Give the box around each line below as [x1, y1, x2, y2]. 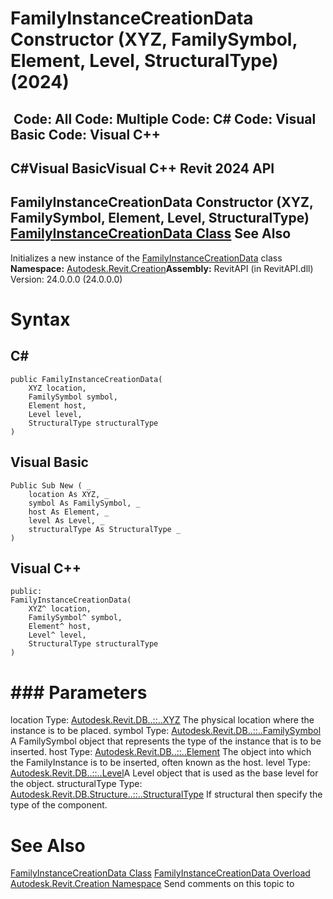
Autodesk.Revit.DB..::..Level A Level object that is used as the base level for [10, 767, 319, 779]
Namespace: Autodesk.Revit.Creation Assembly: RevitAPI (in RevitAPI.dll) [10, 262, 314, 274]
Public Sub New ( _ [10, 480, 92, 491]
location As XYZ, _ [28, 489, 110, 499]
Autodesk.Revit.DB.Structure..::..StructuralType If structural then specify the [10, 788, 323, 801]
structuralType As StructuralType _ [28, 524, 182, 534]
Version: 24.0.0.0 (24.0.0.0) [10, 273, 123, 285]
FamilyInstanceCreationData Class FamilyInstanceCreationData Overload [10, 867, 311, 879]
